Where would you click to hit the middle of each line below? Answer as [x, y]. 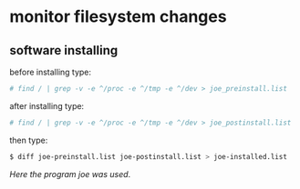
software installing [64, 50]
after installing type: [47, 105]
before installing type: [51, 72]
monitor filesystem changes [118, 17]
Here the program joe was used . [70, 174]
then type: [29, 140]
